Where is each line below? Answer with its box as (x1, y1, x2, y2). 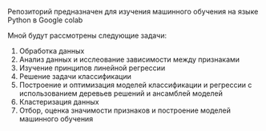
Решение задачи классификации (18, 72, 131, 81)
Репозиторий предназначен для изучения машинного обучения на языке (7, 7, 259, 16)
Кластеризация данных (18, 97, 99, 106)
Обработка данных (18, 46, 85, 55)
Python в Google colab (7, 15, 83, 25)
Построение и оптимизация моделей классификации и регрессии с (18, 80, 252, 89)
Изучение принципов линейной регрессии (18, 63, 166, 73)
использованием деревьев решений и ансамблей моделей (18, 89, 224, 98)
